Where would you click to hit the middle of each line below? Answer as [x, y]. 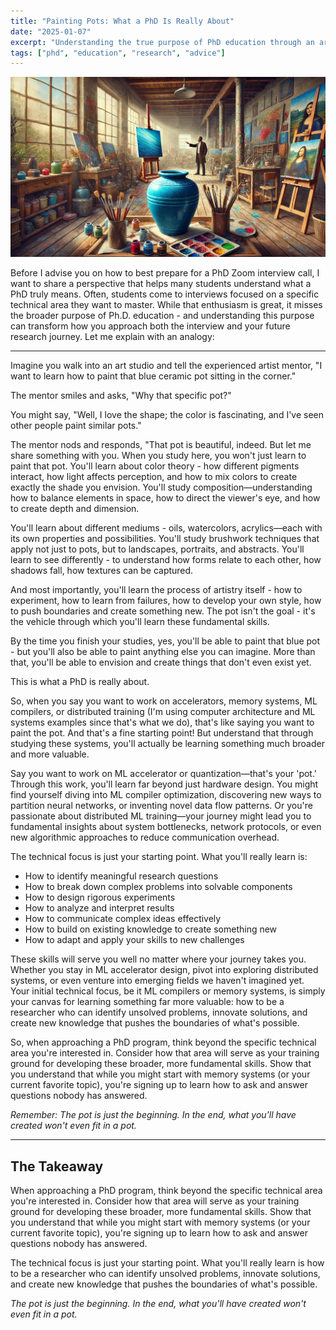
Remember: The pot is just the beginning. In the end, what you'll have [153, 1115]
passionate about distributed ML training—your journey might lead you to [161, 816]
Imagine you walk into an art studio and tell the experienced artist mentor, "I [166, 366]
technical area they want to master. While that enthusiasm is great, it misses [166, 305]
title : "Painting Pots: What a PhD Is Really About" [122, 21]
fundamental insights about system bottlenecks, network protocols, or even [166, 827]
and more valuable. [50, 754]
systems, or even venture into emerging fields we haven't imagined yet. [157, 981]
